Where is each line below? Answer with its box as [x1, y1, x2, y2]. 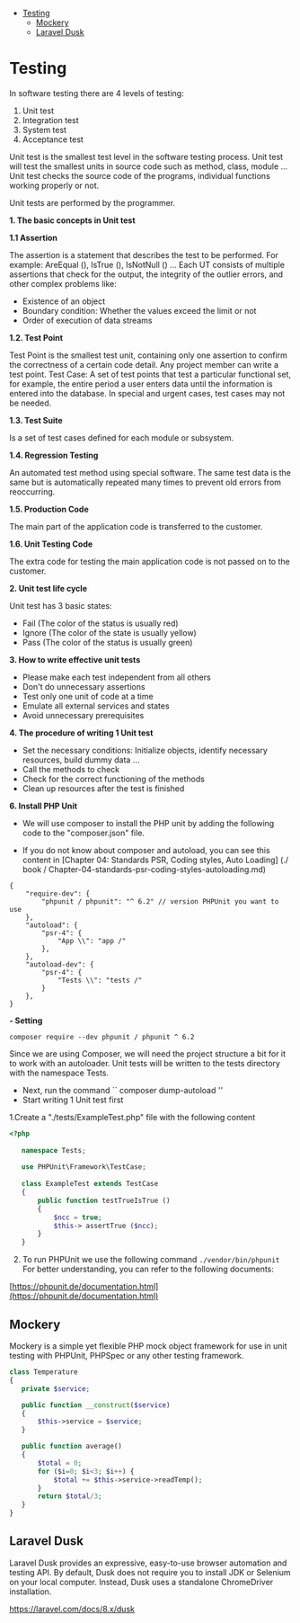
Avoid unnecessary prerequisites [22, 709, 145, 720]
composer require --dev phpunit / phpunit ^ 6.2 [9, 1032, 195, 1041]
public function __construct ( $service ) [21, 1400, 171, 1410]
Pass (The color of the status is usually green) [22, 637, 193, 647]
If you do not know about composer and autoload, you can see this [22, 844, 271, 855]
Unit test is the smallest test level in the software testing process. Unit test [9, 151, 284, 162]
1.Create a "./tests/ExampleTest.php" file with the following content [9, 1111, 256, 1122]
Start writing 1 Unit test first [22, 1094, 124, 1105]
